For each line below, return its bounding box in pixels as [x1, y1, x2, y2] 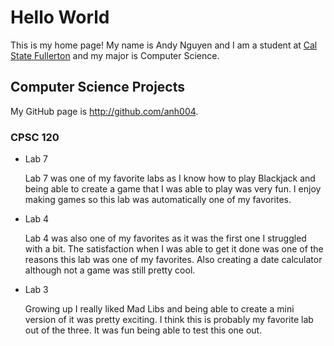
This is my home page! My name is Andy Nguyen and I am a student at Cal [10, 39, 318, 51]
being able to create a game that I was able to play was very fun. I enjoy [24, 183, 322, 195]
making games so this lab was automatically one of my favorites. [24, 194, 292, 206]
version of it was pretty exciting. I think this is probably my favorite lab [24, 314, 314, 326]
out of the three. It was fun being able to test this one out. [24, 324, 263, 336]
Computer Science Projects [10, 79, 186, 96]
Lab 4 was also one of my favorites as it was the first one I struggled [24, 232, 307, 245]
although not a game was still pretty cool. [24, 264, 196, 276]
